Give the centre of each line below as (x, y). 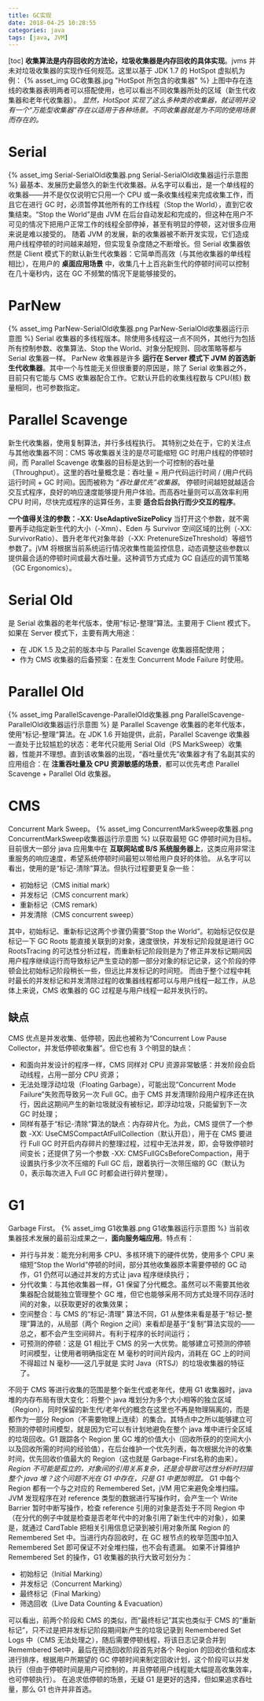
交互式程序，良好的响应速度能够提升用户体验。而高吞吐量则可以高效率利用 (128, 492)
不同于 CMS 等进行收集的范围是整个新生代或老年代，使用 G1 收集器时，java (130, 1389)
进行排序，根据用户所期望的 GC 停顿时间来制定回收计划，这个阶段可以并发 (129, 1659)
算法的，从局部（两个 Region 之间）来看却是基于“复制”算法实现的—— (142, 1324)
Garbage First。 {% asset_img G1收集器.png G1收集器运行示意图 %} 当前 (126, 1228)
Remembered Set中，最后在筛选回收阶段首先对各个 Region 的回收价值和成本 (132, 1649)
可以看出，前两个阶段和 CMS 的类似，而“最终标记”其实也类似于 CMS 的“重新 (132, 1620)
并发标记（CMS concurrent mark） (76, 894)
